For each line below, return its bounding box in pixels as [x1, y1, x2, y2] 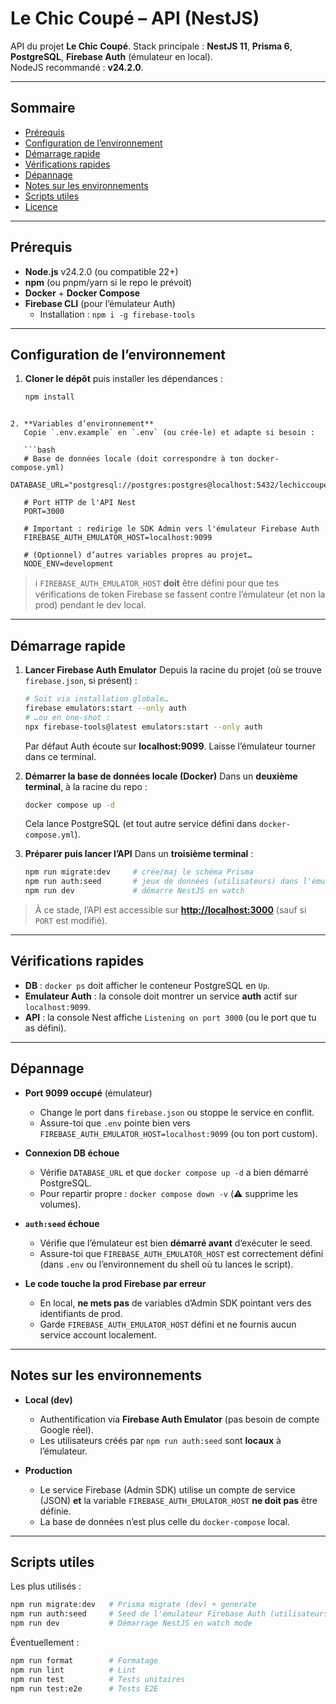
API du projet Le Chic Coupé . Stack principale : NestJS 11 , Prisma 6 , [10, 40, 293, 52]
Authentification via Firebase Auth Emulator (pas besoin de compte [39, 1413, 320, 1425]
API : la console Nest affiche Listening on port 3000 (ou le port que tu [24, 1011, 317, 1023]
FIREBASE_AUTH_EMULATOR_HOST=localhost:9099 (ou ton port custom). [39, 1127, 318, 1139]
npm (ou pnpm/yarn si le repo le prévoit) [24, 276, 193, 288]
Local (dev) [24, 1393, 73, 1406]
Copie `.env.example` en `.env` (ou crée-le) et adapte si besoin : [23, 428, 315, 438]
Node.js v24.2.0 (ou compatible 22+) [24, 265, 179, 277]
